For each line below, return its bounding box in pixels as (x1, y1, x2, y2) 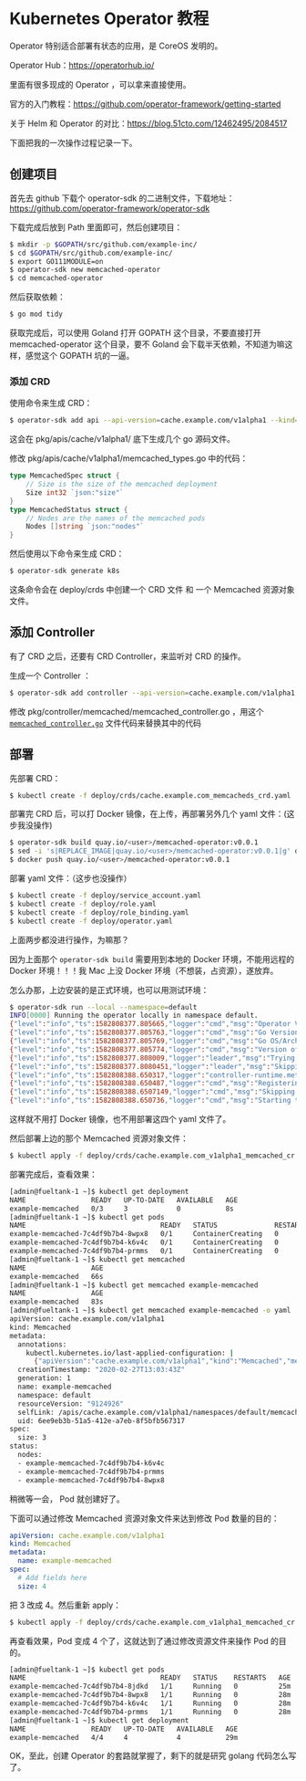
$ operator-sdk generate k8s (9, 567, 120, 576)
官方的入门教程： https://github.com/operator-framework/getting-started (9, 98, 281, 110)
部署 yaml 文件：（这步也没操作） (9, 873, 132, 884)
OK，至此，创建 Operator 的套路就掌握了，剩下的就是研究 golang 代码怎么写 (9, 1750, 297, 1762)
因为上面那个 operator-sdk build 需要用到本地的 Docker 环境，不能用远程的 (9, 953, 294, 964)
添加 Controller (9, 624, 96, 640)
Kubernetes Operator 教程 (9, 8, 209, 29)
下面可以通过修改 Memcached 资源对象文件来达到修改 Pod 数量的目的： (9, 1513, 280, 1524)
